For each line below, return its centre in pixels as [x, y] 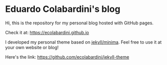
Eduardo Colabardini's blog [63, 9]
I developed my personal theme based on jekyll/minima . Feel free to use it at [83, 42]
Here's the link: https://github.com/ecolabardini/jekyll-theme [67, 57]
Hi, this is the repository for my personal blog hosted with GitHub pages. [79, 23]
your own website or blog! [32, 47]
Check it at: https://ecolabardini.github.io [47, 32]
